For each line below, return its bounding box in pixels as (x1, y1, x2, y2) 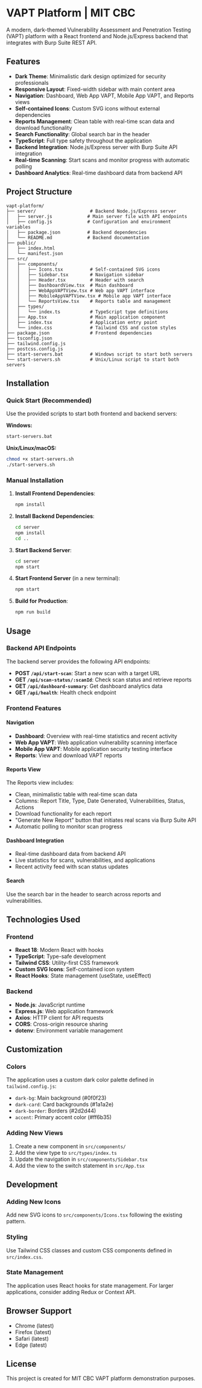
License (6, 1359, 37, 1369)
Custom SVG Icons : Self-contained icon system (14, 966, 134, 973)
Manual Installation (6, 476, 64, 484)
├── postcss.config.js (6, 346, 63, 352)
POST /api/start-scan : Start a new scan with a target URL (14, 669, 161, 676)
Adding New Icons (6, 1197, 62, 1206)
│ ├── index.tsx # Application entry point (6, 319, 158, 325)
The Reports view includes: (6, 779, 74, 787)
